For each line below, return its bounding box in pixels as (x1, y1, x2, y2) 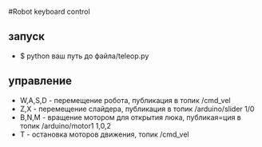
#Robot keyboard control (8, 7, 90, 16)
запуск (8, 30, 46, 43)
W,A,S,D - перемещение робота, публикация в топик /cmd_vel (19, 95, 231, 105)
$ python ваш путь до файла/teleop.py (19, 51, 149, 61)
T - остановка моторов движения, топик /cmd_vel (19, 129, 189, 139)
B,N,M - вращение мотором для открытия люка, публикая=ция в (19, 112, 242, 122)
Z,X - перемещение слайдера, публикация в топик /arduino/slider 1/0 (19, 104, 255, 113)
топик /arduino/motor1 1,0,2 (19, 121, 112, 130)
